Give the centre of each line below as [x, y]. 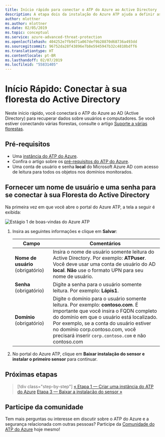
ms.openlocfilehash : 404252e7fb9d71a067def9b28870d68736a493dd [71, 42]
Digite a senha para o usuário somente [97, 284]
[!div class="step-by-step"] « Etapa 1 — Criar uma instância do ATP [85, 386]
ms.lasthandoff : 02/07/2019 [34, 60]
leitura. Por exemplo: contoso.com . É [96, 304]
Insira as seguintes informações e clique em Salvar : [65, 231]
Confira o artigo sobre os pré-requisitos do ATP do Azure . [70, 161]
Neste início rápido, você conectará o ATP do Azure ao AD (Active [72, 113]
